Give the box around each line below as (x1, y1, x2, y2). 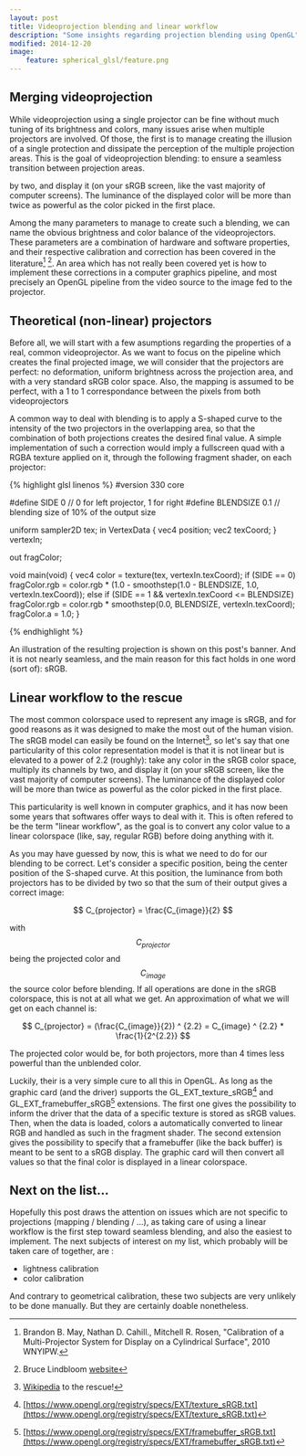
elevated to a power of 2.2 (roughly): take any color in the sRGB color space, (9, 754, 297, 765)
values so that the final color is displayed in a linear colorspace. (9, 1156, 248, 1167)
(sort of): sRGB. (9, 663, 68, 674)
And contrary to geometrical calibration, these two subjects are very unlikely (9, 1291, 296, 1302)
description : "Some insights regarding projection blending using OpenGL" (9, 30, 300, 39)
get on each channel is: (9, 1003, 97, 1014)
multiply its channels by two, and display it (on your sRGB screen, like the (9, 764, 284, 775)
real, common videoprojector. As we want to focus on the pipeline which (9, 347, 280, 358)
